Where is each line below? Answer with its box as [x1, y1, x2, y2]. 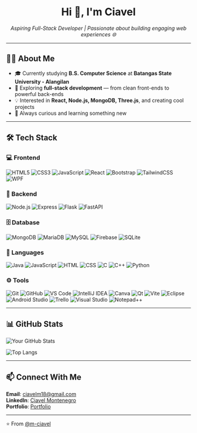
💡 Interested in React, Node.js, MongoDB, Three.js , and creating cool [14, 97, 184, 104]
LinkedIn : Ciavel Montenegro [6, 397, 76, 404]
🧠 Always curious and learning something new [14, 110, 127, 117]
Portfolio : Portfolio [6, 403, 51, 410]
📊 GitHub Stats [6, 319, 63, 329]
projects [14, 103, 35, 110]
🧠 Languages [6, 248, 44, 257]
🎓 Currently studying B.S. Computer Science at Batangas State [14, 70, 172, 77]
